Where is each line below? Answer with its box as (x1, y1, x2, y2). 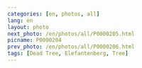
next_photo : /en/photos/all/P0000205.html (7, 30, 135, 38)
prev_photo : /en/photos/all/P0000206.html (7, 43, 135, 50)
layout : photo (7, 23, 50, 30)
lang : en (7, 17, 33, 24)
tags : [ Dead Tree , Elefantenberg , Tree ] (7, 50, 129, 57)
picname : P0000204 (7, 37, 62, 44)
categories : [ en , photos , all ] (7, 10, 100, 18)
